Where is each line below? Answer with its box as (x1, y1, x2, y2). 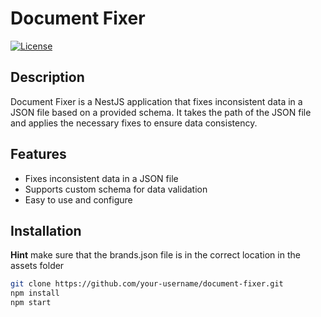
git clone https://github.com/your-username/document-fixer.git (10, 279, 284, 289)
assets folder (10, 260, 65, 272)
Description (10, 69, 85, 86)
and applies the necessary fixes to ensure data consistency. (10, 117, 258, 129)
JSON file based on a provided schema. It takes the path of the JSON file (10, 106, 312, 118)
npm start (10, 298, 52, 308)
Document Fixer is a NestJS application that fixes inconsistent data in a (10, 95, 303, 107)
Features (10, 146, 67, 163)
